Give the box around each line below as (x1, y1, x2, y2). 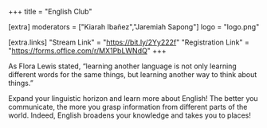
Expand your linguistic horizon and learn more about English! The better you (8, 94, 258, 103)
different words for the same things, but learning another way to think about (8, 70, 257, 79)
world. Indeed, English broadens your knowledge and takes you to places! (8, 111, 251, 120)
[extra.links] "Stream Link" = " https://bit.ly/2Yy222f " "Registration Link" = (8, 37, 249, 47)
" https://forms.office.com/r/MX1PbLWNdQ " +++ (8, 46, 167, 55)
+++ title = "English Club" (8, 7, 92, 16)
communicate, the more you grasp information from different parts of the (8, 103, 248, 111)
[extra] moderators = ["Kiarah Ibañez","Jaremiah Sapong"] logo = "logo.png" (8, 22, 260, 31)
